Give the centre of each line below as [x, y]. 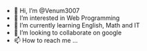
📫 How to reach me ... [46, 40]
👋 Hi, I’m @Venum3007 [47, 11]
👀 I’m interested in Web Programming [67, 18]
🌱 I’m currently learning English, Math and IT [77, 25]
